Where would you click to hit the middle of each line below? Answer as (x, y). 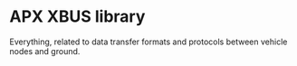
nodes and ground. (45, 51)
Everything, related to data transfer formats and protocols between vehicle (148, 42)
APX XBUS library (77, 17)
